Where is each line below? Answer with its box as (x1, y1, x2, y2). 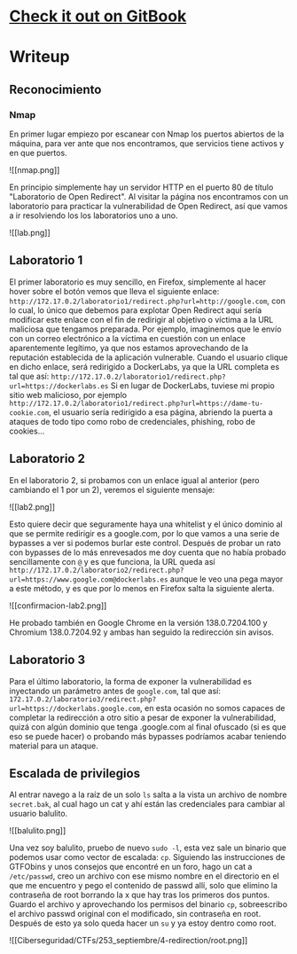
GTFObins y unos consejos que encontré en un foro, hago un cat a (9, 862, 253, 872)
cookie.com (9, 408, 50, 418)
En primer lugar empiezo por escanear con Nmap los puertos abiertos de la (9, 129, 285, 139)
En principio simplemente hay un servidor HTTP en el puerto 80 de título (9, 182, 274, 192)
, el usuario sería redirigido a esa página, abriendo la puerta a (48, 406, 273, 418)
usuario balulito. (9, 809, 68, 819)
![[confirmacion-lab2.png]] (9, 600, 107, 611)
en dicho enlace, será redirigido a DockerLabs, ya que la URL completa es (9, 361, 280, 371)
